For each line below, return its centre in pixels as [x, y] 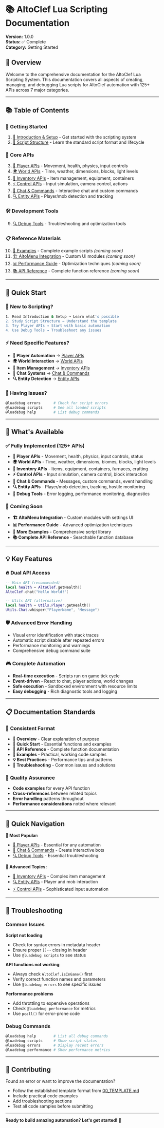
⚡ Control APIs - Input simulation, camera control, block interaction [80, 474]
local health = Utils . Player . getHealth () [48, 605]
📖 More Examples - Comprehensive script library [62, 532]
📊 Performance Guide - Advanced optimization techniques [73, 525]
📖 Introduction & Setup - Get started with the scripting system [74, 137]
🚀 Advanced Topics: [26, 867]
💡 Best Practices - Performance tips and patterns [62, 759]
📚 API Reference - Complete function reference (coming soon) [76, 271]
